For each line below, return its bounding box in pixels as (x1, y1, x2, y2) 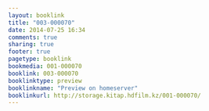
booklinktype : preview (8, 77, 82, 84)
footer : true (8, 48, 51, 55)
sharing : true (8, 41, 55, 48)
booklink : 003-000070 (8, 70, 79, 77)
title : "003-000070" (8, 19, 76, 27)
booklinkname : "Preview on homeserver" (8, 84, 139, 92)
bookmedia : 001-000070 (8, 63, 82, 70)
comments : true (8, 33, 58, 41)
